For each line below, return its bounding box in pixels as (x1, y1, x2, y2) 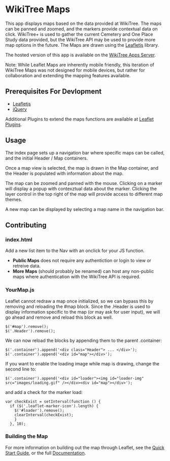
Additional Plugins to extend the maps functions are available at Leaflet (5, 116, 154, 122)
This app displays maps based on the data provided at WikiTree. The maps (5, 20, 162, 26)
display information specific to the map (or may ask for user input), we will (5, 309, 160, 315)
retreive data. (12, 263, 41, 269)
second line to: (5, 366, 37, 372)
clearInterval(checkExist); (14, 412, 74, 417)
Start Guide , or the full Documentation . (5, 450, 86, 456)
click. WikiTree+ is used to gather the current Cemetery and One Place (5, 31, 153, 37)
